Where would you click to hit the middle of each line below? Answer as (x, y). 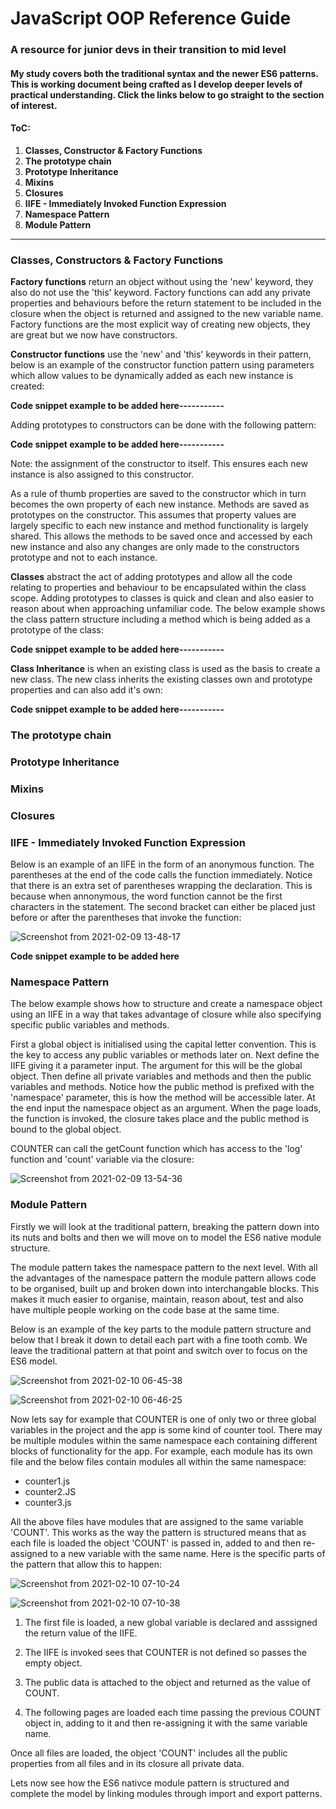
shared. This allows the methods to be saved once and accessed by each (161, 536)
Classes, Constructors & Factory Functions (117, 260)
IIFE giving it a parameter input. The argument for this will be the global (156, 1066)
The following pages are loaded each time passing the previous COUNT (173, 1712)
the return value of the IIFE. (81, 1633)
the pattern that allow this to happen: (86, 1564)
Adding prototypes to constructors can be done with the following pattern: (163, 425)
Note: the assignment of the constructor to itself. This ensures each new (159, 464)
